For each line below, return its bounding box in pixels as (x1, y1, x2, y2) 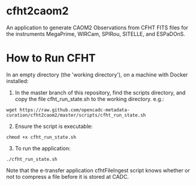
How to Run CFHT (6, 51, 96, 65)
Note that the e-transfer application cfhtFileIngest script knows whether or (6, 166, 191, 174)
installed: (6, 77, 29, 84)
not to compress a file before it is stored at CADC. (6, 173, 129, 180)
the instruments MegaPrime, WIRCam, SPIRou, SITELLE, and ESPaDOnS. (6, 30, 186, 37)
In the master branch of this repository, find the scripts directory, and (14, 89, 186, 96)
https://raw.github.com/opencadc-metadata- (19, 106, 130, 113)
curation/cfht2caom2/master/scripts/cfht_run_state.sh (6, 112, 146, 118)
